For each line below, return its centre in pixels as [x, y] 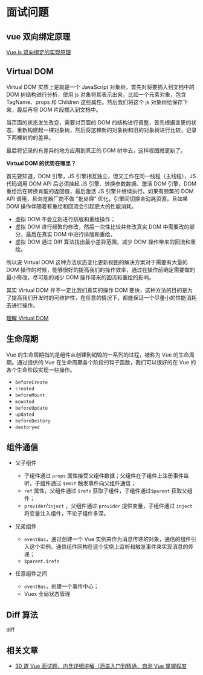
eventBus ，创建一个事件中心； [61, 586]
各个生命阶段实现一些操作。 [41, 370]
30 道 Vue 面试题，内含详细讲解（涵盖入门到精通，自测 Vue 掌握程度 [101, 666]
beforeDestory [33, 421]
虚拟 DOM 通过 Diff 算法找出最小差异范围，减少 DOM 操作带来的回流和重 [105, 242]
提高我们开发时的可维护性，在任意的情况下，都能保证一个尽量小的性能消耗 [104, 297]
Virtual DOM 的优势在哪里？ [41, 163]
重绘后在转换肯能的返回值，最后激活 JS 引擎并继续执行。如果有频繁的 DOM [100, 191]
